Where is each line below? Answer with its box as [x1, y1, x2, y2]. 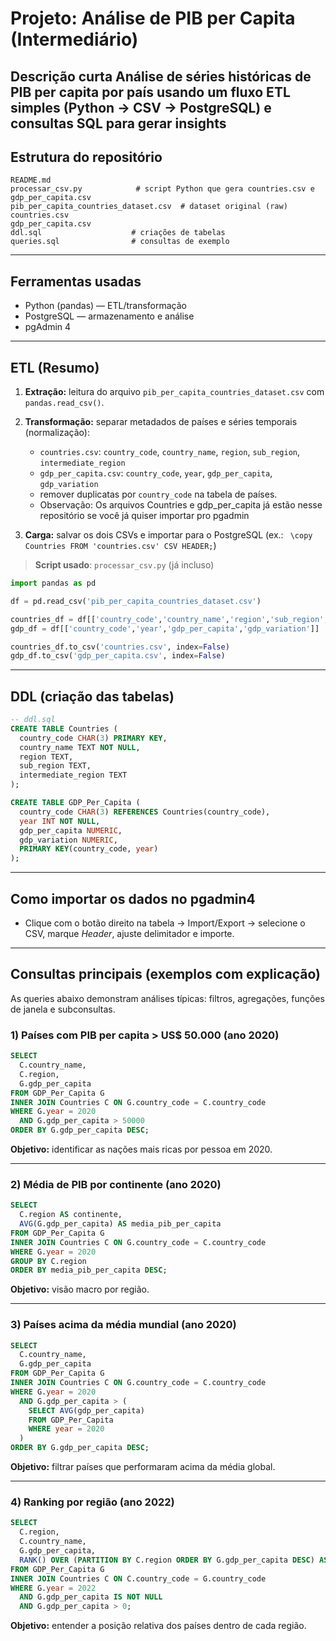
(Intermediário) [10, 28, 139, 51]
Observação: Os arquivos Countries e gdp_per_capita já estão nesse [39, 499, 323, 511]
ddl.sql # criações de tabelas [10, 228, 226, 238]
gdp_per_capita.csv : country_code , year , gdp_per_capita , [39, 467, 273, 479]
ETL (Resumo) [10, 359, 100, 376]
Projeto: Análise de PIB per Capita [10, 7, 296, 30]
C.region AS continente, [19, 1210, 123, 1220]
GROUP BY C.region [10, 1256, 87, 1266]
